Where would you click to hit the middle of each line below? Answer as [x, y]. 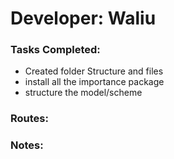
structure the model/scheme [83, 93]
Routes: [29, 119]
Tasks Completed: [55, 50]
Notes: [27, 145]
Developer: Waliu [83, 18]
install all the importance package [94, 82]
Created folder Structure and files [94, 71]
